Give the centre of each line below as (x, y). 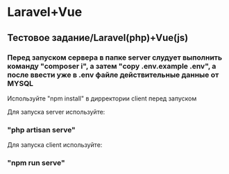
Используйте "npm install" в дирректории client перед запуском (102, 98)
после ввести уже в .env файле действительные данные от (113, 75)
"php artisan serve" (42, 130)
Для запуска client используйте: (55, 145)
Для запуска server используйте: (56, 112)
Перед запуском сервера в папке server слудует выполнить (115, 58)
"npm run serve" (36, 163)
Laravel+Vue (45, 12)
